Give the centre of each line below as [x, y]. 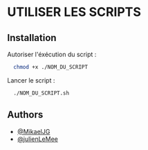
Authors [25, 115]
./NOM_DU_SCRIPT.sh [41, 93]
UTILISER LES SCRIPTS [74, 12]
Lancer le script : [31, 80]
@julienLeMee [38, 139]
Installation [32, 38]
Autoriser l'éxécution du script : [52, 54]
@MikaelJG [34, 131]
